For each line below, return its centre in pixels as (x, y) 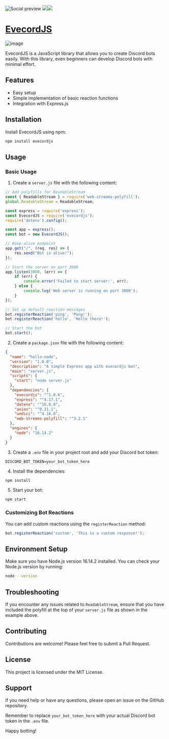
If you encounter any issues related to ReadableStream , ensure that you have (85, 604)
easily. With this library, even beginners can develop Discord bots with (79, 59)
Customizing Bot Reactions (39, 513)
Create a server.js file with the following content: (65, 183)
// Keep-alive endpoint (31, 244)
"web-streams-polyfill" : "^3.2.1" (51, 419)
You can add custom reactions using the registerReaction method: (76, 524)
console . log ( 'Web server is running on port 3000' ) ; (81, 291)
